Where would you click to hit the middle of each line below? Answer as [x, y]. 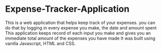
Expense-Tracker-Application [67, 9]
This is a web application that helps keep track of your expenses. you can [80, 23]
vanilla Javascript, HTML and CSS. [40, 43]
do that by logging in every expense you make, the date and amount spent [81, 27]
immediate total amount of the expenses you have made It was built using [80, 38]
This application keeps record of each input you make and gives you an [78, 33]
